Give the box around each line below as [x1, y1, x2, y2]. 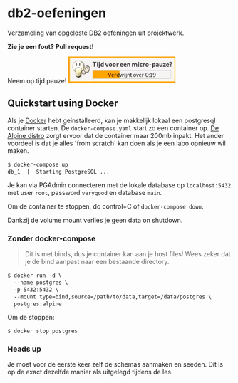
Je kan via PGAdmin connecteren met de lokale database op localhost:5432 [7, 180, 232, 189]
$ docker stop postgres [7, 327, 78, 335]
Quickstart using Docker [7, 98, 119, 110]
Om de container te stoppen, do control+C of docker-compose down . [7, 201, 205, 211]
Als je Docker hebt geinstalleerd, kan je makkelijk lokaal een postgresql [7, 116, 216, 125]
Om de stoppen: [7, 313, 55, 322]
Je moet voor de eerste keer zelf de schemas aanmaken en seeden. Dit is [7, 360, 223, 369]
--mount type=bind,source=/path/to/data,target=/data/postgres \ [14, 293, 212, 300]
